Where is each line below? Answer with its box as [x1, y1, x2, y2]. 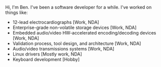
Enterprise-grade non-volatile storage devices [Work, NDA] [12, 24, 137, 30]
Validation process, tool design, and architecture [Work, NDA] [12, 40, 141, 46]
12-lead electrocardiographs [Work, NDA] [12, 19, 100, 25]
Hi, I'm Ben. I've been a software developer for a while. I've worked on [5, 4, 152, 10]
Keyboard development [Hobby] [12, 56, 80, 62]
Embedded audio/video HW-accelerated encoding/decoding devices [12, 30, 156, 35]
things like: [5, 9, 28, 15]
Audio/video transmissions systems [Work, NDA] [12, 46, 115, 51]
